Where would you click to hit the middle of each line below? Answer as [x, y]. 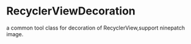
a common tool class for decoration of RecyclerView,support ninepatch [95, 28]
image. [15, 34]
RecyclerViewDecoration [71, 11]
